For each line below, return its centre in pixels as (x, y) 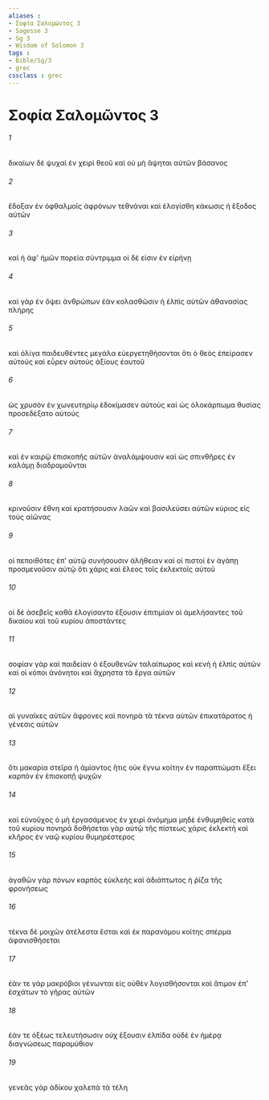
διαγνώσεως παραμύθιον (51, 1044)
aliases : (25, 16)
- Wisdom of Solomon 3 (46, 46)
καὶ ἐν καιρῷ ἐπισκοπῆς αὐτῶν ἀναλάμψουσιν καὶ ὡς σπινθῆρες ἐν (122, 457)
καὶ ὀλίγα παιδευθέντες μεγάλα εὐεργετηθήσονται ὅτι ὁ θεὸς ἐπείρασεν (130, 353)
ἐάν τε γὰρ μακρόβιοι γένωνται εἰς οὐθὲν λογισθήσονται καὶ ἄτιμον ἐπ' (128, 983)
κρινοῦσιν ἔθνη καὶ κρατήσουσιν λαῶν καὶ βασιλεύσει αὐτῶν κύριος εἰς (129, 509)
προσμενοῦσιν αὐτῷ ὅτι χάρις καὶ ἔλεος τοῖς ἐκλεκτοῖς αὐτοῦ (112, 569)
